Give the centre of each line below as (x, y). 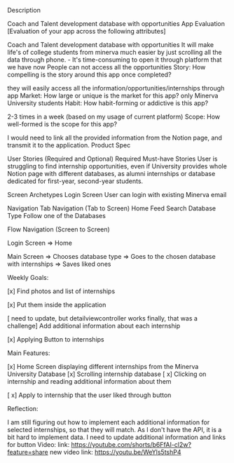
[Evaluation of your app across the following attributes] (87, 31)
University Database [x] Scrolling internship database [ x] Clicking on (107, 374)
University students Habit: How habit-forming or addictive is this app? (108, 103)
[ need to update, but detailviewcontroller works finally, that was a (103, 318)
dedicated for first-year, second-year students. (75, 181)
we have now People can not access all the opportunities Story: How (106, 67)
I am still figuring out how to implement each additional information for (109, 422)
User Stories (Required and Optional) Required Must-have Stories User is (112, 159)
